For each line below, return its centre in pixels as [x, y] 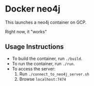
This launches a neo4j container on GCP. [46, 22]
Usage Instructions [34, 47]
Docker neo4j [33, 9]
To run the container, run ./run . [43, 63]
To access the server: [34, 69]
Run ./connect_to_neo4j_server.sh [54, 74]
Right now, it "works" [26, 31]
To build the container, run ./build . [47, 58]
